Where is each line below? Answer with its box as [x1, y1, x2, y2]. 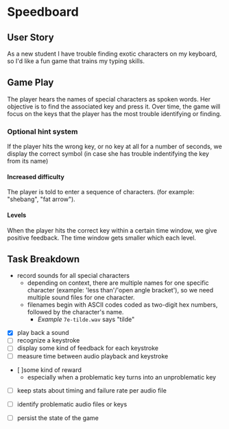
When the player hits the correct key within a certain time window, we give [7, 226, 217, 234]
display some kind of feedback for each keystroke [16, 344, 159, 352]
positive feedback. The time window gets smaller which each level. [7, 233, 197, 242]
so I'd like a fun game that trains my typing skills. [7, 57, 145, 65]
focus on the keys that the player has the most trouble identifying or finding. [7, 109, 221, 117]
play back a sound [16, 329, 70, 337]
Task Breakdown [7, 253, 80, 265]
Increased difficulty [7, 172, 65, 181]
